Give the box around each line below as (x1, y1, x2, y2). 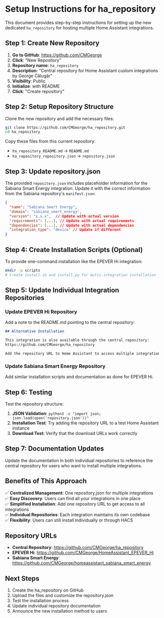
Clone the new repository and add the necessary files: (5, 115, 114, 121)
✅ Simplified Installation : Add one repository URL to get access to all (5, 501, 145, 507)
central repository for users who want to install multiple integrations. (5, 462, 143, 468)
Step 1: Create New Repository (5, 39, 100, 47)
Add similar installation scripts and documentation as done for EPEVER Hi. (5, 374, 154, 380)
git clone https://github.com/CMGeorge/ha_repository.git (5, 125, 125, 130)
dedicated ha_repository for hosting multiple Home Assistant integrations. (5, 24, 154, 30)
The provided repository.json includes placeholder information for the (5, 180, 148, 186)
